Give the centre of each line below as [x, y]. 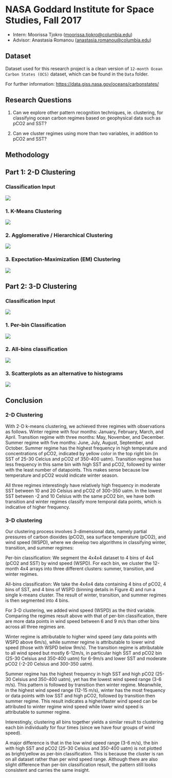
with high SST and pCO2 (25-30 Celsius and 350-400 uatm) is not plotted [83, 748]
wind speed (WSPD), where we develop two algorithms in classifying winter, [86, 542]
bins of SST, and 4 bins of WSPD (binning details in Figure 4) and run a [80, 590]
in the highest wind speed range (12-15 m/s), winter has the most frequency [85, 690]
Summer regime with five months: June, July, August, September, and [79, 442]
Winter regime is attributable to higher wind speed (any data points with [81, 637]
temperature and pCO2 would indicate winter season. [62, 475]
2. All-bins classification [36, 349]
